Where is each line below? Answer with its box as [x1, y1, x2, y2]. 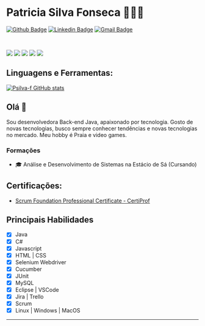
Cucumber [15, 265, 42, 273]
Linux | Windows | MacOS [15, 307, 81, 314]
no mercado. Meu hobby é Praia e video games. [6, 131, 127, 138]
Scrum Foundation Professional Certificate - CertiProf [15, 197, 151, 204]
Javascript [15, 245, 42, 252]
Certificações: [6, 180, 62, 191]
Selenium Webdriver [15, 258, 67, 265]
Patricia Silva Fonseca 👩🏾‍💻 [6, 6, 145, 20]
